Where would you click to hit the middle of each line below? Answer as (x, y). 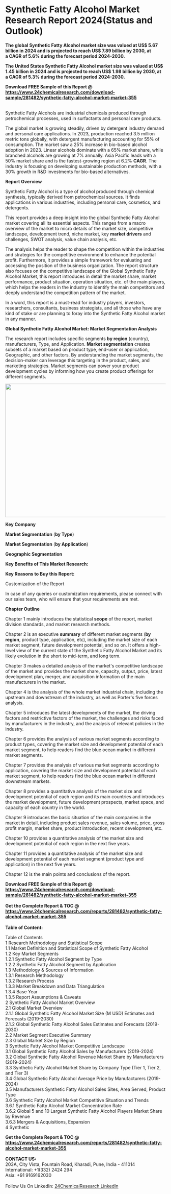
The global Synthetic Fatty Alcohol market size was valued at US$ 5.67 (82, 45)
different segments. (26, 376)
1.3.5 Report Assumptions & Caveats (43, 997)
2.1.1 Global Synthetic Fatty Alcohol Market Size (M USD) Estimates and (80, 1013)
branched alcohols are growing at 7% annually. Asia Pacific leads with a (81, 155)
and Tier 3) (17, 1073)
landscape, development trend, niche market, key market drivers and (78, 234)
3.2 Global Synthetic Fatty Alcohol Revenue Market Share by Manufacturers (84, 1057)
